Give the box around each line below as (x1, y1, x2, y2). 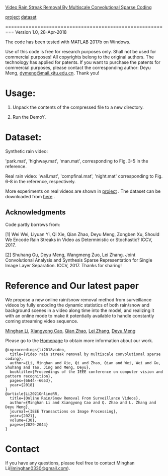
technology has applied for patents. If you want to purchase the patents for (5, 59, 161, 65)
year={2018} (10, 382, 35, 387)
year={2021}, (10, 413, 37, 418)
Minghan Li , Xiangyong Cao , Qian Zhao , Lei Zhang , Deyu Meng (5, 328, 136, 334)
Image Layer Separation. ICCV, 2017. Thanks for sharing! (5, 262, 122, 268)
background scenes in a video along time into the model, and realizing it (5, 307, 154, 313)
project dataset (5, 14, 37, 20)
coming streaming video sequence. (5, 318, 78, 324)
